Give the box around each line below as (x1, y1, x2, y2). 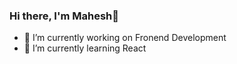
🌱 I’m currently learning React (23, 42, 147, 54)
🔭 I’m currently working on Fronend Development (23, 32, 227, 44)
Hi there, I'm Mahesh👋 (9, 9, 120, 23)
